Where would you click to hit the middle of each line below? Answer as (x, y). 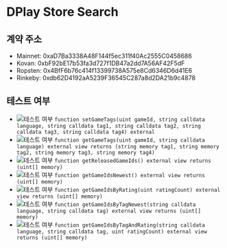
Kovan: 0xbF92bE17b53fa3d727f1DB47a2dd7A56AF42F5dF (100, 63)
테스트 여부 (28, 101)
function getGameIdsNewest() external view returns (130, 175)
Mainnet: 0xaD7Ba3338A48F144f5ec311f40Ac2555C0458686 (104, 56)
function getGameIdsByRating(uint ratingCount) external (138, 190)
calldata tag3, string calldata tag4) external (85, 132)
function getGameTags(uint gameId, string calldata (130, 140)
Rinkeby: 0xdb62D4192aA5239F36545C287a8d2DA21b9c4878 (106, 78)
